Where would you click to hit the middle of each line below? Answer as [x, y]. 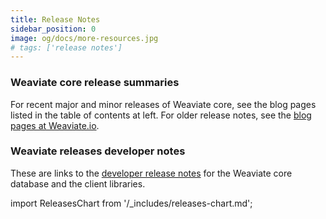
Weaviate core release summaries [95, 83]
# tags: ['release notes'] [66, 47]
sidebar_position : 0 [53, 29]
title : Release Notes [55, 19]
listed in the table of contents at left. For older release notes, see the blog [161, 115]
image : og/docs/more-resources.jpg [84, 38]
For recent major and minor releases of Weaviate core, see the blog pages [163, 104]
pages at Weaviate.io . [55, 125]
